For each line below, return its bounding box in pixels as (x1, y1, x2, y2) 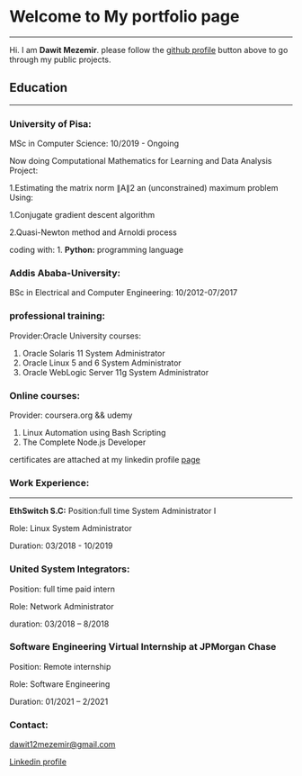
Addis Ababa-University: (9, 266, 121, 279)
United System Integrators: (9, 563, 130, 575)
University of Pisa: (9, 117, 92, 130)
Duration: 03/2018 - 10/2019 (9, 540, 114, 551)
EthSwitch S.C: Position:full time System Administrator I (9, 506, 217, 517)
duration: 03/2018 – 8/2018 (9, 618, 110, 629)
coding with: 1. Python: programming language (9, 245, 184, 256)
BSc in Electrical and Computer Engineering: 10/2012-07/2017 (9, 287, 238, 298)
